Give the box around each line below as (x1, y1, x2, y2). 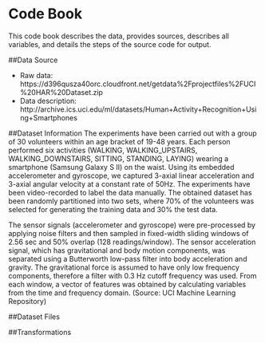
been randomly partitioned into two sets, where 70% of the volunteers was (8, 196, 255, 206)
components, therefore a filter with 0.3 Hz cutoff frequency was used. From (8, 270, 257, 280)
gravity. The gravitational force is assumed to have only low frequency (8, 262, 239, 272)
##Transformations (8, 327, 72, 337)
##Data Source (8, 55, 58, 65)
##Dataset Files (8, 312, 60, 321)
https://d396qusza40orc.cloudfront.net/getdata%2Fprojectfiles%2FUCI (19, 79, 256, 89)
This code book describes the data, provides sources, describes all (8, 31, 230, 41)
